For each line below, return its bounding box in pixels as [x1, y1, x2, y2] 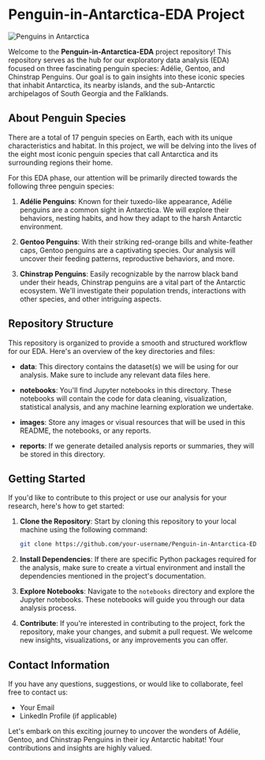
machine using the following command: [19, 525, 148, 535]
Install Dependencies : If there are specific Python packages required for [19, 554, 257, 564]
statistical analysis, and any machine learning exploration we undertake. [19, 402, 254, 412]
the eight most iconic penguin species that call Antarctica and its [8, 149, 218, 158]
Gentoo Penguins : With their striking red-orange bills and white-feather [19, 237, 253, 246]
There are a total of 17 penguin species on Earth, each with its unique [8, 132, 233, 142]
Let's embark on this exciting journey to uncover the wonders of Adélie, [8, 727, 241, 736]
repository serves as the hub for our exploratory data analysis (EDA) [8, 55, 230, 65]
